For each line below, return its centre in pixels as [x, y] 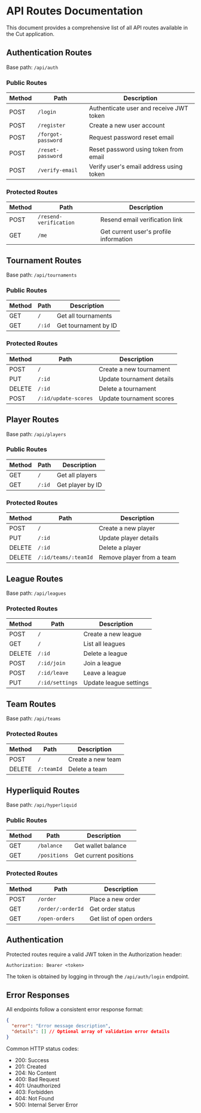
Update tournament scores [136, 398]
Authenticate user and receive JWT [138, 108]
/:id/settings [58, 683]
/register [52, 126]
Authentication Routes [49, 53]
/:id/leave [53, 673]
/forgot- [50, 135]
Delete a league [105, 653]
